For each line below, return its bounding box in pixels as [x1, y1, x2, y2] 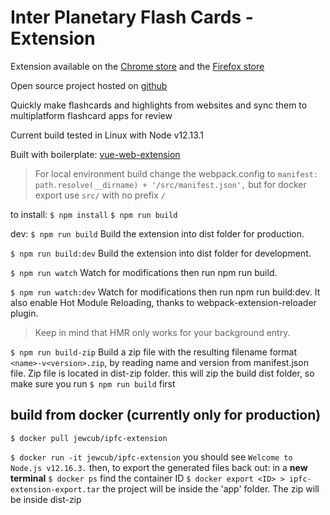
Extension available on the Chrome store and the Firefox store [10, 60, 265, 72]
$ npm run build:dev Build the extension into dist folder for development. [10, 247, 312, 259]
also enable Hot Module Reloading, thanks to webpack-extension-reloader [10, 296, 317, 308]
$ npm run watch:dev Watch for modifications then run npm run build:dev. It [10, 286, 321, 298]
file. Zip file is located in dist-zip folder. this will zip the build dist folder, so [10, 367, 315, 379]
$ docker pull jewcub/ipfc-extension [10, 433, 168, 443]
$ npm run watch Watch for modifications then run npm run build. [10, 266, 278, 278]
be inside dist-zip [10, 493, 82, 505]
